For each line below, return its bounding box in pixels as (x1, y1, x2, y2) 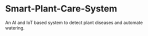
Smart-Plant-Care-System (5, 3, 117, 14)
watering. (5, 24, 25, 30)
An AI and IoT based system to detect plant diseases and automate (5, 19, 143, 25)
